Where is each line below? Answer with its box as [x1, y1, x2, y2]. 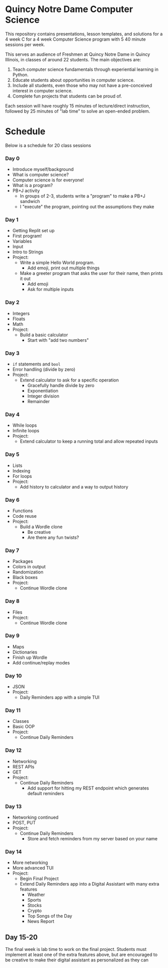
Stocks [27, 902, 42, 908]
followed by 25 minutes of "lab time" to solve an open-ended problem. [5, 108, 150, 114]
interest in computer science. [12, 87, 73, 93]
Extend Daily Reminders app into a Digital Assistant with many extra [19, 881, 159, 887]
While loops [12, 422, 37, 428]
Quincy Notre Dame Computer [5, 4, 133, 15]
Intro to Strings [12, 249, 43, 255]
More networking [12, 859, 48, 865]
